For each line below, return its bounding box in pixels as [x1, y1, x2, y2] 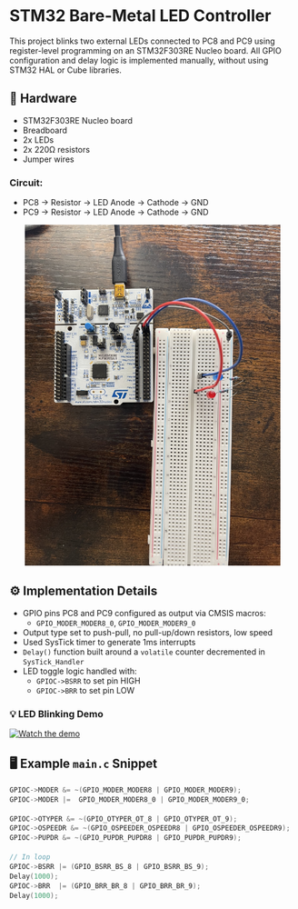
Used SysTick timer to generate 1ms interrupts [22, 636, 196, 647]
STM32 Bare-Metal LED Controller [9, 5, 272, 26]
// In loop [9, 853, 51, 862]
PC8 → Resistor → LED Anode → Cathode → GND [22, 197, 209, 208]
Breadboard [22, 125, 68, 135]
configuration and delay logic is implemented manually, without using [9, 55, 269, 65]
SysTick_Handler [22, 657, 84, 666]
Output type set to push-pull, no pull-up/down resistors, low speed [22, 626, 273, 637]
